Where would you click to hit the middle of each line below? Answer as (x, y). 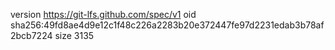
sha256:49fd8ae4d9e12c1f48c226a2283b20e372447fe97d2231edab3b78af (167, 25)
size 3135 (74, 35)
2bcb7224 (31, 35)
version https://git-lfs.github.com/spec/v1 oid (103, 14)
